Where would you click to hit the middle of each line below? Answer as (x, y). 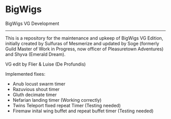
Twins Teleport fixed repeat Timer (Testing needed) (67, 105)
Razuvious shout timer (36, 89)
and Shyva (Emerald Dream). (35, 54)
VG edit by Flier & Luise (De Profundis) (46, 64)
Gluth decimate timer (35, 95)
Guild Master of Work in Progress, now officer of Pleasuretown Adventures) (84, 49)
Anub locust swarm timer (39, 84)
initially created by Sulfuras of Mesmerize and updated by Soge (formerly (82, 43)
